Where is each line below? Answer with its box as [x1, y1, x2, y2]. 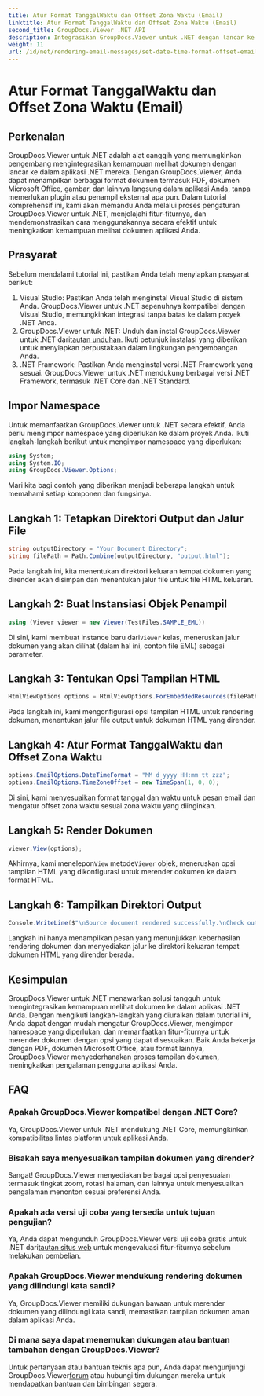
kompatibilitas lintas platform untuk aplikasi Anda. [8, 1133, 169, 1142]
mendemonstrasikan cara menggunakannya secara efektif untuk [8, 218, 218, 226]
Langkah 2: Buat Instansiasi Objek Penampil [8, 598, 228, 611]
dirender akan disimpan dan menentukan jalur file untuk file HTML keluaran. [8, 574, 254, 584]
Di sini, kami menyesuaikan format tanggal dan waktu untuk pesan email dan [8, 793, 256, 802]
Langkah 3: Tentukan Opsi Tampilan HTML [8, 672, 221, 685]
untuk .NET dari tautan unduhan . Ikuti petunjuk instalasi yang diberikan [19, 335, 247, 344]
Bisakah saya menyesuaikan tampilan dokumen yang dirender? [8, 1152, 255, 1163]
